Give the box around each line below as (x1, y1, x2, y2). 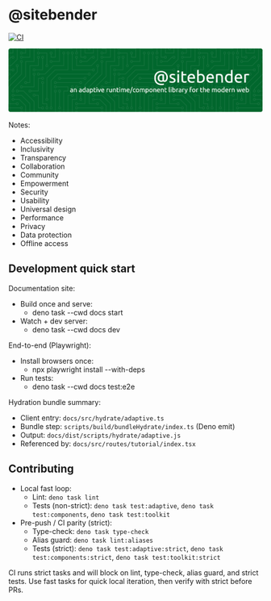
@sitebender (8, 6, 98, 24)
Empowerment (19, 179, 69, 189)
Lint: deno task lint (31, 492, 99, 502)
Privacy (19, 222, 46, 232)
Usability (19, 196, 50, 206)
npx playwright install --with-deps (31, 365, 145, 374)
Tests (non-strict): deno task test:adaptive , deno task (31, 500, 214, 510)
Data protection (19, 230, 73, 240)
